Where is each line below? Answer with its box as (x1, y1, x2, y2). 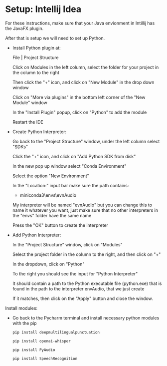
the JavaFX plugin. (5, 25, 44, 31)
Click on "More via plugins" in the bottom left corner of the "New (12, 94, 146, 100)
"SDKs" (12, 144, 28, 150)
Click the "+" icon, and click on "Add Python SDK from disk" (12, 153, 136, 159)
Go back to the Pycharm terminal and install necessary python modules (12, 314, 160, 321)
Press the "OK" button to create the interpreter (12, 222, 109, 228)
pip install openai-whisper (12, 338, 71, 343)
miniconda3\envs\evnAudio (19, 192, 76, 198)
